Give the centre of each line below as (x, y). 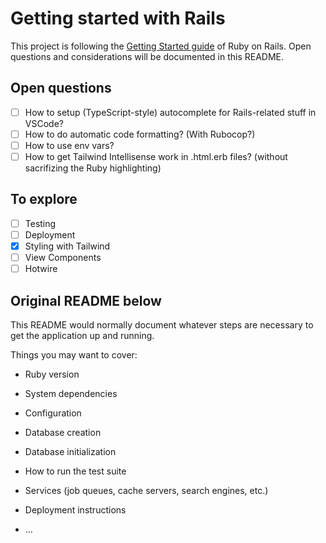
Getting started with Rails (118, 18)
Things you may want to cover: (74, 354)
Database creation (63, 432)
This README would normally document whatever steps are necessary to (162, 324)
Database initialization (70, 451)
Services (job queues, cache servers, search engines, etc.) (146, 490)
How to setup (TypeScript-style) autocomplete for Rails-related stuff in (170, 112)
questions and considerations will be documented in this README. (147, 56)
